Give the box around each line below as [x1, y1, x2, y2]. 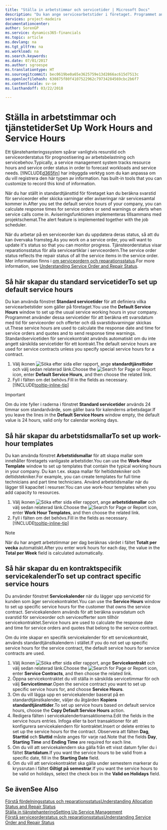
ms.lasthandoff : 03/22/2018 [5, 85, 64, 91]
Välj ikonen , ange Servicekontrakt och [12, 660, 155, 666]
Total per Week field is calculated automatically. [5, 550, 104, 556]
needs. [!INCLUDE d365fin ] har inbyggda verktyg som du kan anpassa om [5, 170, 156, 176]
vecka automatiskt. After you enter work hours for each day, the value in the [5, 545, 160, 551]
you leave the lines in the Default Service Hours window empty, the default [5, 412, 160, 418]
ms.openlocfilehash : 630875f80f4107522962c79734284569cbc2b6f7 [5, 76, 139, 81]
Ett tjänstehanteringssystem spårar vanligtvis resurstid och [5, 149, 126, 155]
